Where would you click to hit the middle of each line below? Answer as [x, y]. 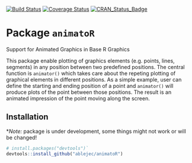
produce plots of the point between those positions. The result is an [89, 92]
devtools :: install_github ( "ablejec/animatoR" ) [65, 154]
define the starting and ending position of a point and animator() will [90, 86]
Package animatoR [50, 33]
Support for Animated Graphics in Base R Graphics [68, 49]
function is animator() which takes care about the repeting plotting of [91, 73]
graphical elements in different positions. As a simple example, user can [94, 79]
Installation [27, 117]
